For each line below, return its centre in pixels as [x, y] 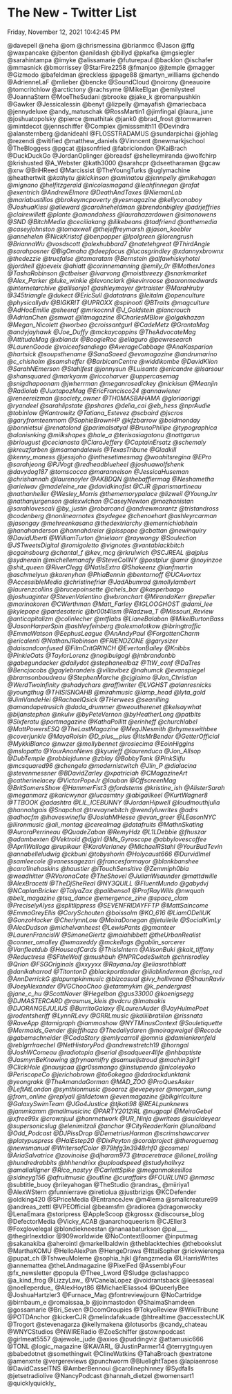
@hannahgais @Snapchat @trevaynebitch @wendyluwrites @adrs [103, 809]
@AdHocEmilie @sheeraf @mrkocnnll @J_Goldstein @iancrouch [99, 310]
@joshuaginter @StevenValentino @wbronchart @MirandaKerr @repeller [111, 596]
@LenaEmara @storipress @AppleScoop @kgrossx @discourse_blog [106, 1214]
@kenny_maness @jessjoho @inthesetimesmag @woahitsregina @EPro [109, 457]
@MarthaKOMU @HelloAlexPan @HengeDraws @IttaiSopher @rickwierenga [116, 1251]
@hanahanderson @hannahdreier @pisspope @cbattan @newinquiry [107, 530]
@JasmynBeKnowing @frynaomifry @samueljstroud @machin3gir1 [103, 1059]
